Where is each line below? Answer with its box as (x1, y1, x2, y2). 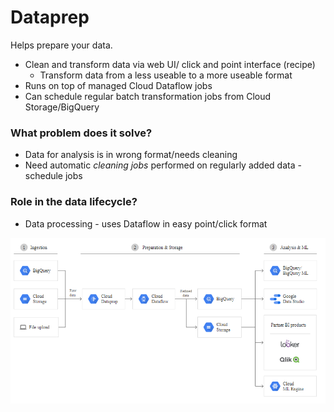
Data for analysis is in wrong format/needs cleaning (24, 149, 238, 161)
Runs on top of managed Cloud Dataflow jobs (24, 79, 213, 91)
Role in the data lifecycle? (10, 195, 138, 209)
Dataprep (10, 6, 90, 29)
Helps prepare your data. (10, 39, 113, 51)
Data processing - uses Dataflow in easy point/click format (24, 217, 268, 230)
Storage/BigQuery (24, 101, 100, 113)
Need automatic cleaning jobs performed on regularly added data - (24, 159, 302, 171)
